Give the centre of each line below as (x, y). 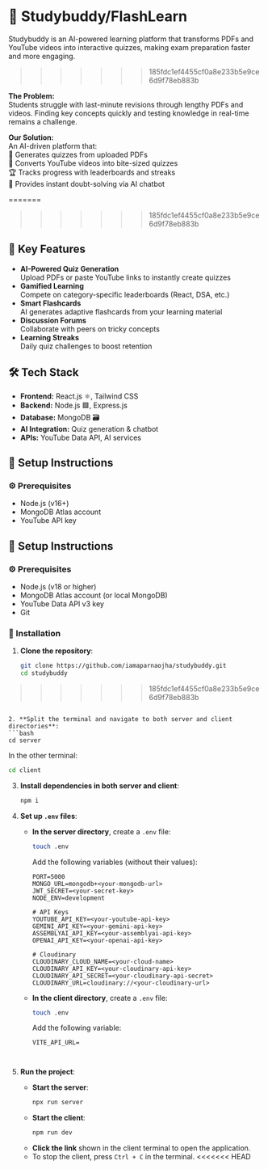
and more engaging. (42, 56)
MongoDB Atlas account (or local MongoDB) (94, 595)
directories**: (34, 726)
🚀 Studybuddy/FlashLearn (98, 17)
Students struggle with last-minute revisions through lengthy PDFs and (126, 104)
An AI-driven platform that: (53, 146)
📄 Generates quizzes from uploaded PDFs (78, 154)
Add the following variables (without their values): (115, 862)
